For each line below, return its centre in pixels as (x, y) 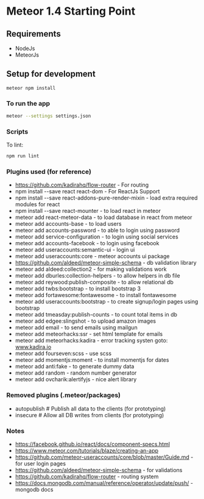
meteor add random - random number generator (76, 373)
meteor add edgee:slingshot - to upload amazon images (86, 321)
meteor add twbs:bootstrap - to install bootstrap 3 (78, 289)
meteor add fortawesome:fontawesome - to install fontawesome (96, 295)
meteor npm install (31, 88)
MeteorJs (27, 55)
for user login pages (40, 464)
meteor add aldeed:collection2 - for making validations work (91, 269)
